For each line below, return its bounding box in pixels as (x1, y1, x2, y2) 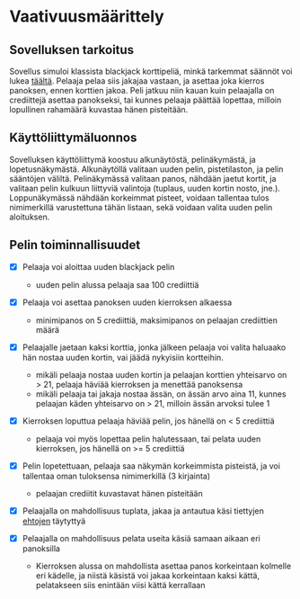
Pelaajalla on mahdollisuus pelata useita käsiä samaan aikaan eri (22, 533, 260, 543)
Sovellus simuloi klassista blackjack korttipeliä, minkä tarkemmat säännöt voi (9, 66, 293, 76)
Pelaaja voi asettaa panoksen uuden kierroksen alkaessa (22, 297, 233, 308)
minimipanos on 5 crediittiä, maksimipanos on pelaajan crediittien (35, 315, 278, 326)
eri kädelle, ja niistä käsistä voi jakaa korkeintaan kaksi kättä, (35, 570, 260, 581)
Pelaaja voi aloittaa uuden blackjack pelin (22, 261, 175, 272)
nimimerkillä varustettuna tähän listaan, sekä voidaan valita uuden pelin (9, 201, 273, 212)
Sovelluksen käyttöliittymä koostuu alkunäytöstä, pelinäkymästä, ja (9, 154, 256, 165)
